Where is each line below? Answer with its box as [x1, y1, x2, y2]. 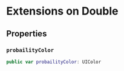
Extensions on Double [6, 4, 119, 18]
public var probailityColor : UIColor [6, 59, 102, 65]
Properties [6, 29, 47, 39]
